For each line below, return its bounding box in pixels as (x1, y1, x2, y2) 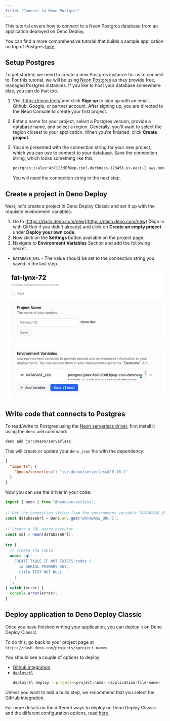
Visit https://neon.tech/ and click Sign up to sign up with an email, (12, 98, 150, 104)
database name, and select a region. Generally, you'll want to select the (12, 124, 162, 130)
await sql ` (10, 553, 33, 558)
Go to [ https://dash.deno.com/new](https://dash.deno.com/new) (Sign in (12, 219, 164, 225)
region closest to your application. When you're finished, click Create (12, 129, 158, 135)
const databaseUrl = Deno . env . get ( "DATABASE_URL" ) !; (5, 516, 119, 521)
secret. (12, 246, 28, 252)
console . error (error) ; (10, 591, 58, 596)
